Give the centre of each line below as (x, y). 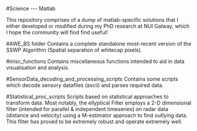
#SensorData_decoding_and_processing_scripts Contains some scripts (92, 79)
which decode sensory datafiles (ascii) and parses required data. (85, 85)
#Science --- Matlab (31, 9)
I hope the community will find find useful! (57, 32)
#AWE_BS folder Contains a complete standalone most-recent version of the (99, 44)
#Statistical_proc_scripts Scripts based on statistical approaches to (87, 97)
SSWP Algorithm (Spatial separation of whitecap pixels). (74, 50)
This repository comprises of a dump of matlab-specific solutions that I (92, 20)
